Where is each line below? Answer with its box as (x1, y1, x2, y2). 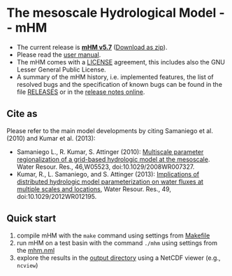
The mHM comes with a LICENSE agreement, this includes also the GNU (16, 57, 225, 66)
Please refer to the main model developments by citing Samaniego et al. (6, 126, 214, 134)
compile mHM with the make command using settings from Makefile (16, 231, 210, 240)
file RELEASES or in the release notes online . (16, 88, 145, 96)
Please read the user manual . (16, 50, 101, 59)
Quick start (6, 212, 57, 225)
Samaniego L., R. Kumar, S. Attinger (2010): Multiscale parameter (16, 147, 204, 156)
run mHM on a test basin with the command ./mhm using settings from (16, 238, 218, 247)
